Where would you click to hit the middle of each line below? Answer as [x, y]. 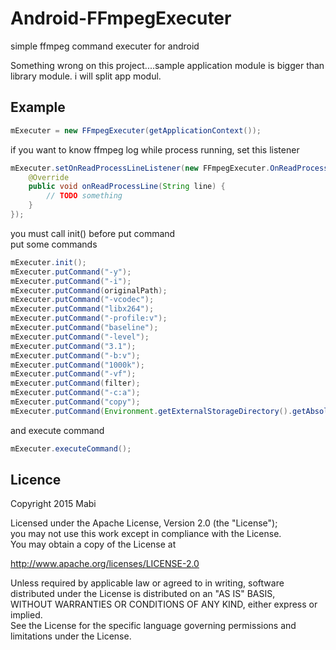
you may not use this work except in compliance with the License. [146, 534]
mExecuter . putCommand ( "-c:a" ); [75, 393]
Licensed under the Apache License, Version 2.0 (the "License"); [144, 523]
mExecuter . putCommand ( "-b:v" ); [75, 355]
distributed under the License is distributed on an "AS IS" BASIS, [143, 594]
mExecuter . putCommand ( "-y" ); [71, 272]
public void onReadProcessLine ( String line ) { [127, 187]
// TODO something [84, 196]
